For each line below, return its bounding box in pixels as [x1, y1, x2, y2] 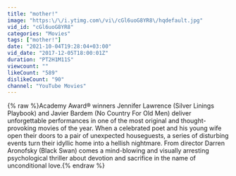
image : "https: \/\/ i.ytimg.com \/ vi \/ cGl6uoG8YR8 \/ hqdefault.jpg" [7, 17, 203, 24]
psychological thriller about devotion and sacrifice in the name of [7, 154, 196, 163]
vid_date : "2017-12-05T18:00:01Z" [7, 50, 109, 57]
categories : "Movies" [7, 30, 71, 37]
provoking [7, 124, 37, 132]
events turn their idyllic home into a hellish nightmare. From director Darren [7, 139, 225, 148]
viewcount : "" [7, 63, 49, 70]
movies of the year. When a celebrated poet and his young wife [37, 124, 222, 132]
